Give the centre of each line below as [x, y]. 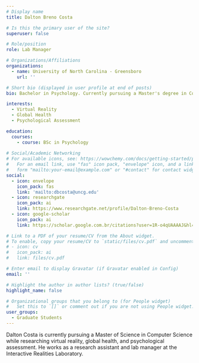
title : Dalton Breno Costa [39, 17]
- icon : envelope [33, 181]
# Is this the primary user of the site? [58, 28]
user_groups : [22, 313]
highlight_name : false [34, 291]
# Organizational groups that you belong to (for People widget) [88, 301]
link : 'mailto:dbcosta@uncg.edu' [58, 192]
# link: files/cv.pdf [36, 258]
